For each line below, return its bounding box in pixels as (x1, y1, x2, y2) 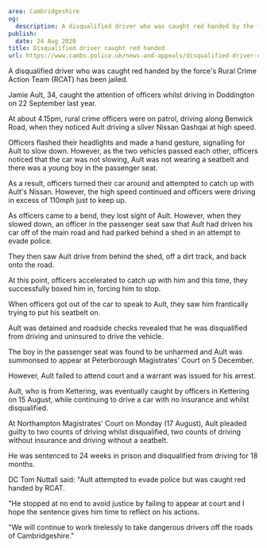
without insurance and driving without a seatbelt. (8, 436, 168, 445)
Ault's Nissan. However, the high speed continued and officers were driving (8, 187, 256, 196)
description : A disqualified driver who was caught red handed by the (15, 22, 254, 30)
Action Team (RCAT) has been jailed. (8, 75, 129, 84)
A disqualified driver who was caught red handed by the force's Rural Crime (8, 66, 257, 76)
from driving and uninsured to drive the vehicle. (8, 332, 164, 341)
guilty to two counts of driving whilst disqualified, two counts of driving (8, 427, 241, 437)
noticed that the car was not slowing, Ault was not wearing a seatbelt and (8, 155, 249, 165)
